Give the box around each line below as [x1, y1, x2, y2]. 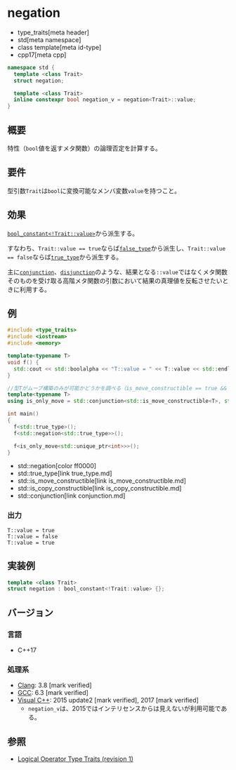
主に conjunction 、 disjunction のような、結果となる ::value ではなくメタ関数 [7, 267, 228, 276]
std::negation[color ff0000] [17, 462, 97, 470]
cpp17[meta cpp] [17, 51, 67, 59]
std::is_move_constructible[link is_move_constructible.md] [17, 477, 186, 485]
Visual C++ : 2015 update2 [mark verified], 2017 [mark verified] [17, 696, 199, 705]
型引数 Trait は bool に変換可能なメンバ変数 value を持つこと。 [7, 186, 181, 194]
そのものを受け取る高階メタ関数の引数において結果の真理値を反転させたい [7, 276, 223, 285]
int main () [7, 411, 39, 418]
